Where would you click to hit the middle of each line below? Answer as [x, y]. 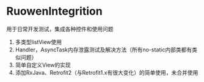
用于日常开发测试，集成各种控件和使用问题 [60, 29]
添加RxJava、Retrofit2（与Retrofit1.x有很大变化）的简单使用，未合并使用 [107, 72]
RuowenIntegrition [54, 11]
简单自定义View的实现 [43, 65]
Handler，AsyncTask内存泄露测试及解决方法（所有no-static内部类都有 [104, 50]
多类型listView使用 [38, 42]
